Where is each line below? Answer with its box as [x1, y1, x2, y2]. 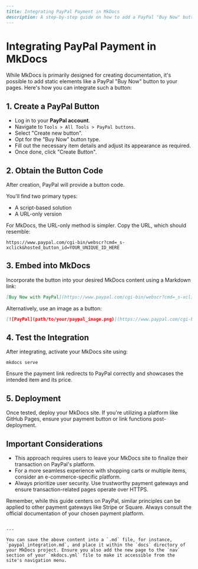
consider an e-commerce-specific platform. [14, 473, 121, 480]
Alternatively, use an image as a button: [6, 305, 102, 312]
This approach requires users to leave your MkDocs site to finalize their [14, 454, 189, 461]
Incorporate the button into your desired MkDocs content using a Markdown [6, 276, 191, 284]
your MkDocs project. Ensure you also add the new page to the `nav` [6, 547, 181, 553]
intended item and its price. [6, 376, 72, 383]
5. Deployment [6, 394, 61, 404]
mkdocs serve [6, 360, 38, 366]
